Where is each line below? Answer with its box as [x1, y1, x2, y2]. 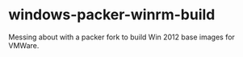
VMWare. [8, 40, 40, 50]
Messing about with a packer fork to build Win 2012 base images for [8, 32, 236, 42]
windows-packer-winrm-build [8, 6, 216, 24]
